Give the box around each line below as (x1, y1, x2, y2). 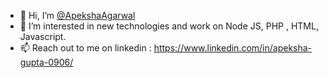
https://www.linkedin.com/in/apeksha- (153, 42, 313, 54)
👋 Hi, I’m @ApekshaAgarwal (19, 10, 136, 21)
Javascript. (19, 31, 67, 42)
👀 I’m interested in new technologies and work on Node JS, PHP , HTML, (19, 20, 319, 32)
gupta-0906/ (19, 56, 74, 68)
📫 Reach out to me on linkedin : (19, 42, 152, 54)
